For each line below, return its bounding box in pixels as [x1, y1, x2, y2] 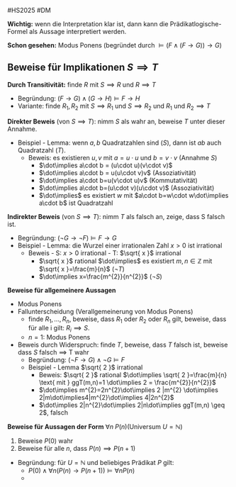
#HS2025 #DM [7, 6, 52, 14]
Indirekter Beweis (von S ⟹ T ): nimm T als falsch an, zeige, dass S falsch [7, 212, 225, 220]
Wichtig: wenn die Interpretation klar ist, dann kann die [7, 20, 169, 28]
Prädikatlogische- [169, 20, 222, 28]
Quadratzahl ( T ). [17, 145, 66, 155]
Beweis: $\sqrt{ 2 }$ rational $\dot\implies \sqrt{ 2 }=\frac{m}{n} [38, 371, 227, 379]
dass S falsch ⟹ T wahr [17, 348, 90, 357]
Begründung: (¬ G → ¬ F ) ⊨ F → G [17, 233, 117, 242]
